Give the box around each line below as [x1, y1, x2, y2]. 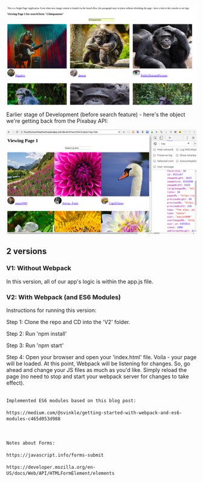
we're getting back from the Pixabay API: [6, 117, 108, 125]
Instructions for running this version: [6, 307, 97, 314]
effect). [6, 379, 25, 386]
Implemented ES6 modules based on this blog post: [6, 398, 137, 404]
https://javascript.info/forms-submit [6, 452, 104, 458]
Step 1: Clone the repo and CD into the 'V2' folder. [6, 319, 130, 326]
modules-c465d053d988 [6, 416, 61, 422]
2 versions [6, 246, 47, 256]
